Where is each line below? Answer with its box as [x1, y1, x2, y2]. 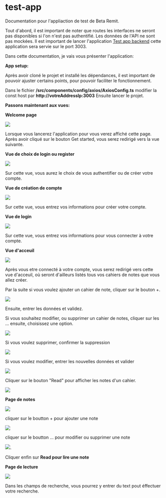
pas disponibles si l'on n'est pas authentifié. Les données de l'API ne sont [5, 33, 155, 39]
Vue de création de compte [5, 185, 62, 191]
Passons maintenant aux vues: [5, 102, 70, 108]
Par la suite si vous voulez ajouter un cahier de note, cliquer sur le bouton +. [5, 287, 161, 293]
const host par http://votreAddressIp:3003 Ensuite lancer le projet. [5, 93, 144, 99]
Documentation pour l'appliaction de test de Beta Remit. [5, 18, 119, 24]
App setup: [5, 63, 29, 69]
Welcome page [5, 111, 37, 118]
